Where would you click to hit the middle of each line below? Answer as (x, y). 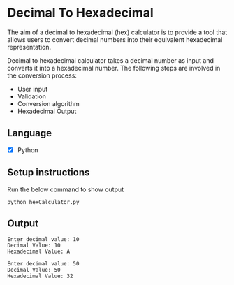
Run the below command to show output (66, 189)
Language (30, 133)
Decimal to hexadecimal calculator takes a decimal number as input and (111, 60)
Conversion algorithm (49, 103)
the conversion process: (42, 75)
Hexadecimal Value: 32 (40, 276)
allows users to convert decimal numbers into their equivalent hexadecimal (115, 39)
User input (32, 89)
